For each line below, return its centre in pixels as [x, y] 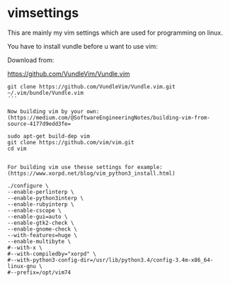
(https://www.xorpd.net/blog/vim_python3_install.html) [91, 173]
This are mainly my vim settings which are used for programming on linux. [115, 33]
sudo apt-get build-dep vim [49, 136]
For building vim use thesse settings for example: [85, 167]
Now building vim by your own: [53, 111]
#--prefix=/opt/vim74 [39, 272]
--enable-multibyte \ [39, 241]
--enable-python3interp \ [45, 198]
